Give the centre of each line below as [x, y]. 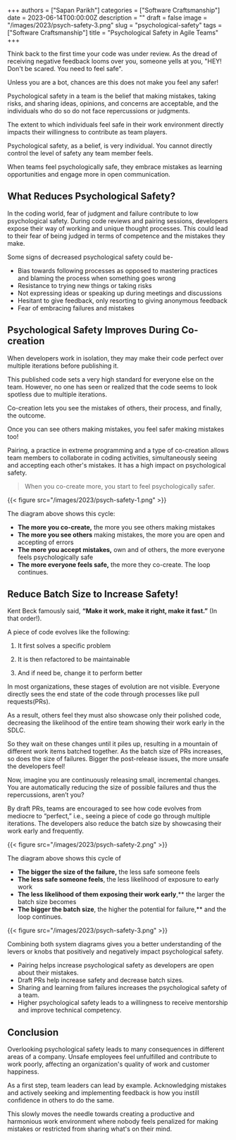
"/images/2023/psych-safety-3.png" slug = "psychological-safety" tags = [115, 25]
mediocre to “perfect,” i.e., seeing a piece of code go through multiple [109, 816]
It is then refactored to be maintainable [74, 659]
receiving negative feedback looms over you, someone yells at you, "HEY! [114, 61]
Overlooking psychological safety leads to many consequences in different [116, 1049]
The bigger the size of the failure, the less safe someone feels [108, 872]
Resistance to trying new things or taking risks [85, 285]
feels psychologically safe [55, 557]
